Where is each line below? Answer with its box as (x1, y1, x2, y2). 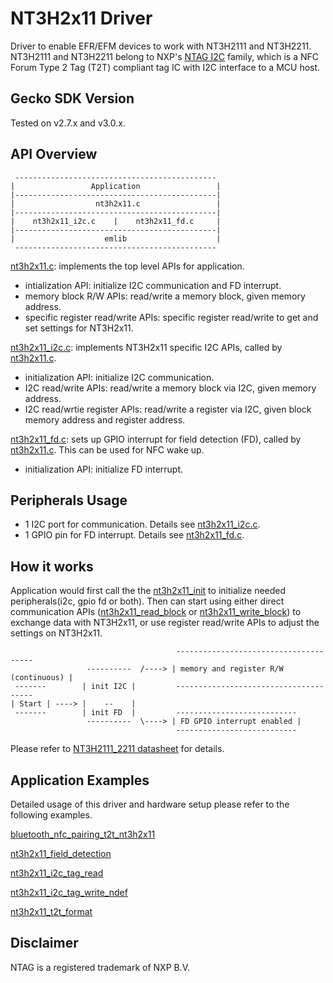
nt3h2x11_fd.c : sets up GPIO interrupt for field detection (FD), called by (10, 433, 302, 445)
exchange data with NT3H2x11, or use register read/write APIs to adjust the (10, 617, 320, 629)
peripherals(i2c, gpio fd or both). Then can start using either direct (10, 595, 285, 607)
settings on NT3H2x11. (10, 627, 103, 639)
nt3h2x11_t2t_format (10, 906, 93, 917)
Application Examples (10, 772, 150, 789)
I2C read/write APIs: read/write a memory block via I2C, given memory (24, 382, 317, 394)
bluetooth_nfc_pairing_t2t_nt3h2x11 (10, 828, 156, 840)
